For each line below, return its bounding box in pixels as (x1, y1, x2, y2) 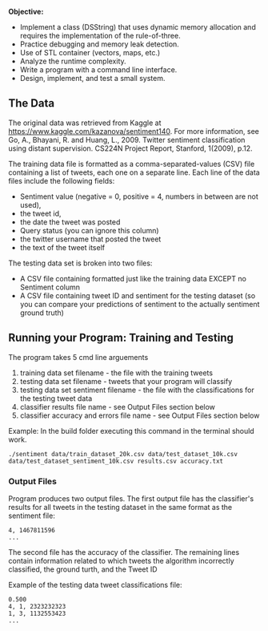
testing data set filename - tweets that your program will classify (19, 376, 233, 386)
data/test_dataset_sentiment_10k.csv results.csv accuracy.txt (8, 457, 224, 465)
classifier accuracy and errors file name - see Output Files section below (19, 411, 260, 420)
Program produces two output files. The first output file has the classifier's (8, 493, 254, 504)
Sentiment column (19, 282, 80, 292)
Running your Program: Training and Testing (8, 331, 234, 345)
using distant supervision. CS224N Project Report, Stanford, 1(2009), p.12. (8, 144, 254, 153)
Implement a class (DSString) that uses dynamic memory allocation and (19, 22, 256, 31)
